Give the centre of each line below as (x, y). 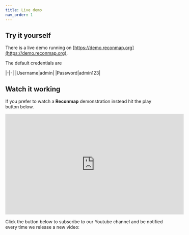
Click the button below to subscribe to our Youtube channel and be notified (84, 222)
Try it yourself (28, 36)
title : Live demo (24, 10)
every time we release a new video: (43, 227)
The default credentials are (34, 63)
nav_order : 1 (19, 15)
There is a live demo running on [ (40, 48)
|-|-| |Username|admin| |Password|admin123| (53, 73)
